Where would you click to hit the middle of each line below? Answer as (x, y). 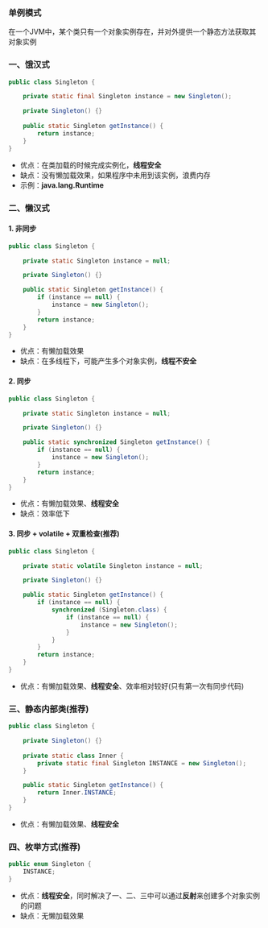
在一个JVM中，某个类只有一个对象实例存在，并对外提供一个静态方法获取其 (132, 32)
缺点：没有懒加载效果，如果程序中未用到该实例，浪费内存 (115, 175)
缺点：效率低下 (45, 514)
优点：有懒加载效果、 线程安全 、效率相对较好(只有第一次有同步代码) (132, 686)
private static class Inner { (74, 756)
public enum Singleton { (50, 864)
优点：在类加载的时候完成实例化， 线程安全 (91, 165)
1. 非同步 (23, 229)
